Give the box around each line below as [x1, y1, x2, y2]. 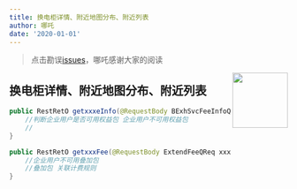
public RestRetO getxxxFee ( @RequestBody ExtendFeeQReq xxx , [9, 147, 236, 156]
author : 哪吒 [9, 21, 55, 30]
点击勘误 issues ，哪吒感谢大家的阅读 [30, 55, 164, 65]
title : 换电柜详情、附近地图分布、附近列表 [9, 12, 149, 22]
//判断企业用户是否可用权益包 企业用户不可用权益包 [25, 116, 188, 125]
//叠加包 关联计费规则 [25, 164, 97, 173]
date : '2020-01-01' [9, 29, 81, 38]
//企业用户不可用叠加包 [25, 155, 99, 164]
